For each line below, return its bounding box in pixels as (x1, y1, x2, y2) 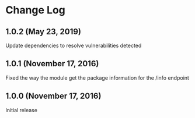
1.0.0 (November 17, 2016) (5, 91, 102, 101)
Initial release (5, 106, 37, 113)
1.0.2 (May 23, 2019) (5, 27, 81, 37)
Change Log (5, 3, 65, 17)
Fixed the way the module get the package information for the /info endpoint (5, 74, 189, 81)
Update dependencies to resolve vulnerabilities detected (5, 42, 142, 49)
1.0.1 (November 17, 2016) (5, 59, 99, 69)
